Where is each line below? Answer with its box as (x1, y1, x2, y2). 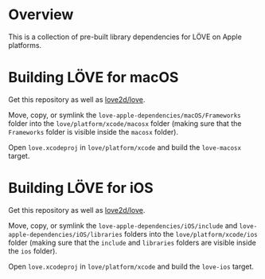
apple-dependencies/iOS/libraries (8, 230, 123, 238)
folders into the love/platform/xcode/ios (124, 229, 258, 238)
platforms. (8, 40, 42, 49)
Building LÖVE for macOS (8, 69, 179, 87)
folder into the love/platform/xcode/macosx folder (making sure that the (8, 118, 242, 128)
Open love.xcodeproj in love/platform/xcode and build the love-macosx (8, 142, 241, 152)
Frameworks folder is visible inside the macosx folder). (8, 127, 179, 136)
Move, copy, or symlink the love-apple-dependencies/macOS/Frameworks (8, 110, 241, 120)
